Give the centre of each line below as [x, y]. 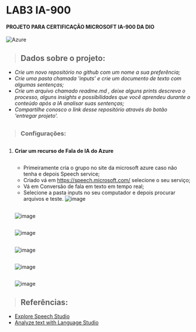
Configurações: [43, 134]
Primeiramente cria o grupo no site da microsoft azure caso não [100, 168]
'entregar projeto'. [36, 116]
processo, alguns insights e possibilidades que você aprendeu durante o [102, 97]
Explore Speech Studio [42, 316]
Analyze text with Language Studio [56, 323]
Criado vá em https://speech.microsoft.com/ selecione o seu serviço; [107, 180]
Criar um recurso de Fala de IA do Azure [64, 150]
